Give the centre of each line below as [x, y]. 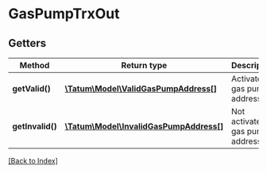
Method [35, 65]
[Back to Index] [33, 161]
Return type [144, 65]
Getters [27, 43]
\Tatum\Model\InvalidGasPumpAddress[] [144, 126]
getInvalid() [35, 126]
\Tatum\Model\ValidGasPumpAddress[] [141, 88]
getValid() [31, 88]
